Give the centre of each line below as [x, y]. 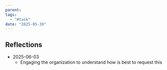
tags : [11, 15]
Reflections [24, 44]
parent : [13, 10]
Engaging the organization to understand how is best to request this [91, 62]
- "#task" [20, 19]
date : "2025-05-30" [26, 24]
